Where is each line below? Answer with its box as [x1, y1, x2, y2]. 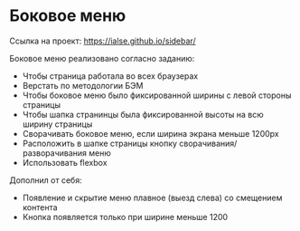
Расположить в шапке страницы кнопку [22, 138, 178, 149]
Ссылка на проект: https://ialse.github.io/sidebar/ [9, 35, 196, 46]
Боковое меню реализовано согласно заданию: [9, 53, 195, 63]
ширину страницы [22, 119, 93, 130]
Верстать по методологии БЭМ [22, 80, 144, 91]
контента [22, 201, 58, 213]
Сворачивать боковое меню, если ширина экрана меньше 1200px [22, 128, 279, 139]
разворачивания [22, 147, 88, 159]
